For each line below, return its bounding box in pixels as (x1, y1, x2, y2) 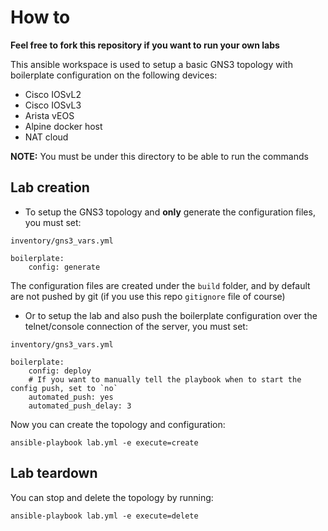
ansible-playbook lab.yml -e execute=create (10, 437, 199, 448)
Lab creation (10, 179, 90, 196)
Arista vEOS (24, 109, 75, 121)
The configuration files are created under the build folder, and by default (10, 279, 311, 291)
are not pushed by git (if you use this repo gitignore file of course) (10, 290, 286, 302)
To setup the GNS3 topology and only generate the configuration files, (24, 206, 316, 218)
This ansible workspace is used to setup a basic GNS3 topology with (10, 58, 293, 70)
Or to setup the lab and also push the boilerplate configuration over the (24, 309, 318, 321)
